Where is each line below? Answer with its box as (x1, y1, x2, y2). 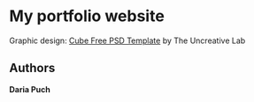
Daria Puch (9, 84, 50, 94)
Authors (9, 61, 56, 76)
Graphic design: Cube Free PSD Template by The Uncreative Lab (9, 35, 246, 46)
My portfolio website (9, 6, 165, 26)
